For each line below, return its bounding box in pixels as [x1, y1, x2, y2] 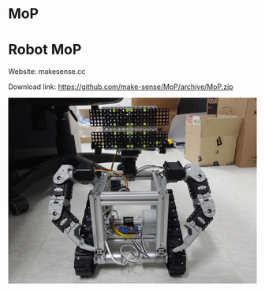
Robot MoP [8, 41, 82, 59]
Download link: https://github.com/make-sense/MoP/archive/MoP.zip [8, 82, 234, 91]
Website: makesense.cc [8, 67, 86, 76]
